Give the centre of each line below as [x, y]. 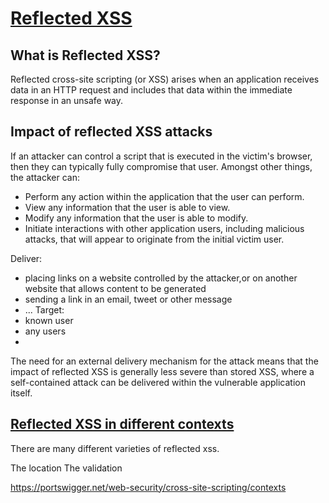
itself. [21, 393]
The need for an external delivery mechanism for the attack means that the [164, 361]
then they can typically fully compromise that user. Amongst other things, [161, 166]
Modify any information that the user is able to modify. [136, 218]
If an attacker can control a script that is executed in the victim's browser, [161, 156]
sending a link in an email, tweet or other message [128, 299]
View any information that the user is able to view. [127, 207]
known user [49, 320]
